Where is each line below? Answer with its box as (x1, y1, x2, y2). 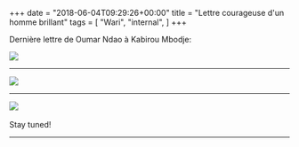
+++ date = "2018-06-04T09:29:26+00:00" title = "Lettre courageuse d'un (9, 8, 285, 18)
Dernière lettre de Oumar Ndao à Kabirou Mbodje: (9, 35, 192, 44)
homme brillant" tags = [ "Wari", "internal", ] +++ (9, 17, 187, 27)
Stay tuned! (9, 120, 52, 129)
